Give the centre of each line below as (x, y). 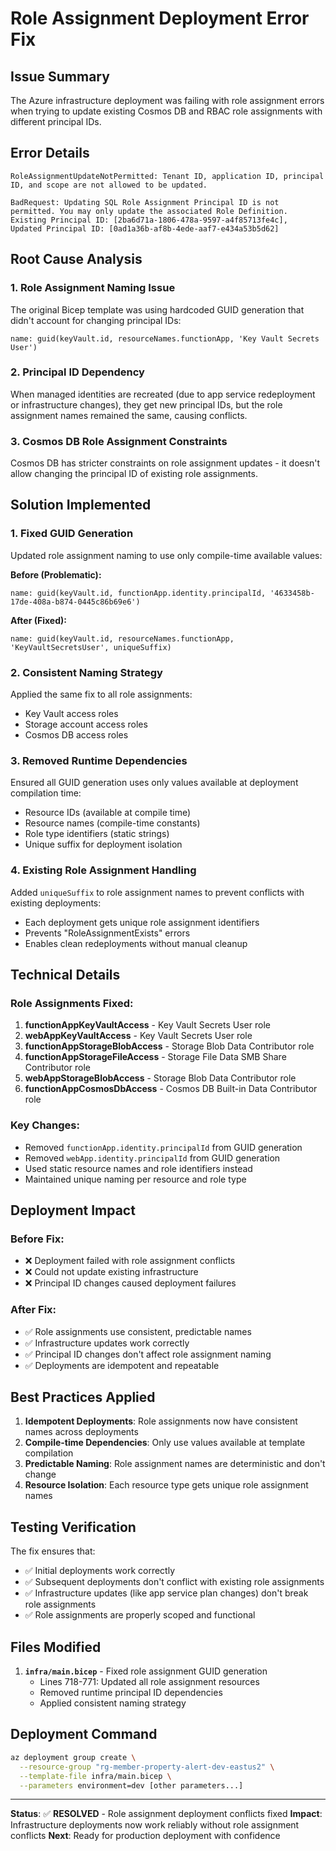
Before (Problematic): (56, 574)
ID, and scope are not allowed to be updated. (109, 185)
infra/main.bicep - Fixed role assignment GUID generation (146, 1671)
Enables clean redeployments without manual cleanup (136, 943)
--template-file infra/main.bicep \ (95, 1776)
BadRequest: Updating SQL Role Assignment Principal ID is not (145, 202)
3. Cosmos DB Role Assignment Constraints (119, 441)
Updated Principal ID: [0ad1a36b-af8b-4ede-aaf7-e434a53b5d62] (145, 228)
